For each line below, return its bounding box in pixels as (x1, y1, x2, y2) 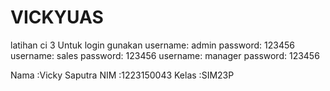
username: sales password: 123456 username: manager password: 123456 (10, 49, 320, 61)
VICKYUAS (10, 6, 104, 29)
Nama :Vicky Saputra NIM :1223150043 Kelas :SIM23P (10, 69, 235, 81)
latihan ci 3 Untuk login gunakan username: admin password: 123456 (10, 39, 295, 51)
